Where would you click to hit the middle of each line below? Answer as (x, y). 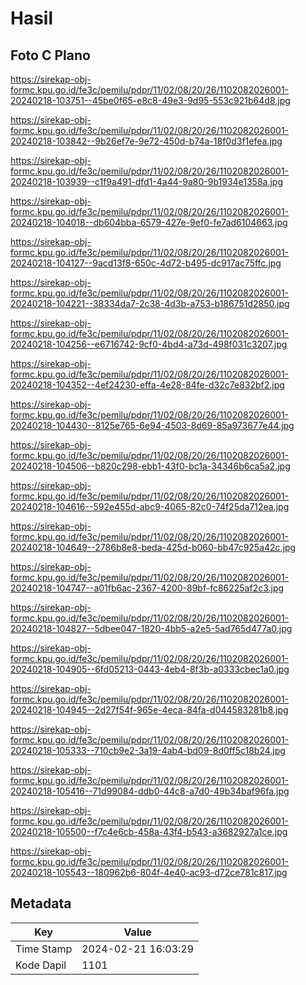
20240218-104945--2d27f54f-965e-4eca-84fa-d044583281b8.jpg (149, 710)
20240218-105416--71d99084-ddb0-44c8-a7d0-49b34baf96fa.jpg (150, 791)
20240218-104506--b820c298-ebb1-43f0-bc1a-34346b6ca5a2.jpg (150, 466)
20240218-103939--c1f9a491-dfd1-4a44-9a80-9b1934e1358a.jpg (147, 181)
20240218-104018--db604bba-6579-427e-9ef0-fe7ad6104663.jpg (149, 222)
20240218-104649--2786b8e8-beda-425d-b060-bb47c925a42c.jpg (153, 547)
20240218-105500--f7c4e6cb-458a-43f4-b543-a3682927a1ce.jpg (149, 831)
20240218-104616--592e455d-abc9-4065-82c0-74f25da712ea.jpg (150, 506)
